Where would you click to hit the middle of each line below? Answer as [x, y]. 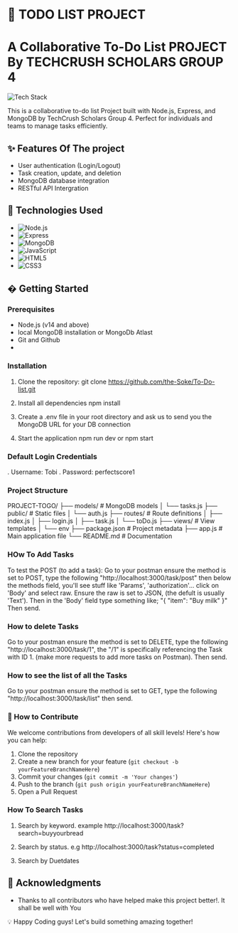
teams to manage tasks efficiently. [58, 126]
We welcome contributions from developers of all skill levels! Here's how [114, 732]
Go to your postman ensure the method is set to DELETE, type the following [118, 642]
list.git [27, 389]
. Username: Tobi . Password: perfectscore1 [71, 472]
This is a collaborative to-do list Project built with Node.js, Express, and [112, 111]
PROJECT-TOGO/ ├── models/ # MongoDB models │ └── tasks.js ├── [113, 506]
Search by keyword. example [60, 826]
